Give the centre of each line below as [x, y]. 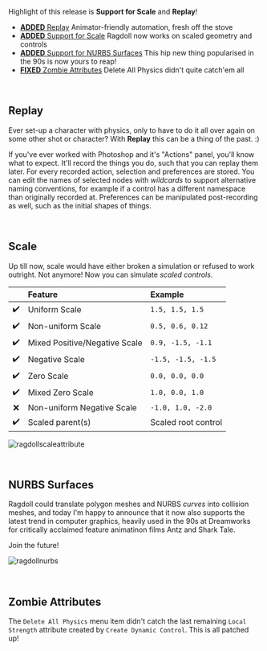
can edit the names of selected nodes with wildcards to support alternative [132, 179]
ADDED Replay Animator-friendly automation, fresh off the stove [126, 27]
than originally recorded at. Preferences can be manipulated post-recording [133, 197]
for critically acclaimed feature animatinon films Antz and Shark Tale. [122, 529]
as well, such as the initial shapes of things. [80, 205]
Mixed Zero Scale [61, 393]
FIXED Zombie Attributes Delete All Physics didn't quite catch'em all [132, 70]
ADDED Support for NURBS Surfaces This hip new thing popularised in [137, 53]
